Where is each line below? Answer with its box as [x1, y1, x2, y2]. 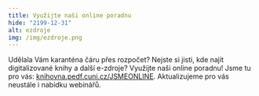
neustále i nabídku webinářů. [8, 80, 102, 90]
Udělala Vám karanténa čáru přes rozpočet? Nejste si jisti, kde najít [8, 55, 224, 65]
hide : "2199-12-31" [8, 19, 72, 27]
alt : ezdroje [8, 26, 51, 34]
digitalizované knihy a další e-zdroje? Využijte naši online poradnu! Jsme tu [8, 64, 251, 73]
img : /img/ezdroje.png [8, 33, 82, 42]
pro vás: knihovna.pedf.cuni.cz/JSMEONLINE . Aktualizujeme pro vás [8, 72, 229, 81]
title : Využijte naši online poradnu [8, 11, 132, 20]
